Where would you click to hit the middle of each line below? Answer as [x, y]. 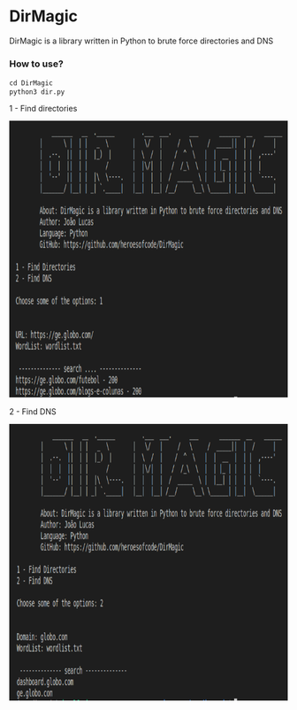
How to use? [36, 64]
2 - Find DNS [33, 412]
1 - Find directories [43, 109]
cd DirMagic [31, 83]
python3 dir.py [37, 92]
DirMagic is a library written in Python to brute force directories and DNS [141, 41]
